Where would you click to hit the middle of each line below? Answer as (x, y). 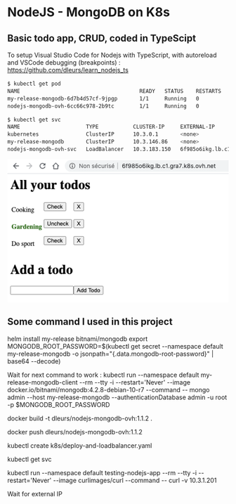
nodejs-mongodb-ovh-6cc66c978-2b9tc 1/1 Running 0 (103, 106)
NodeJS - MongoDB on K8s (89, 12)
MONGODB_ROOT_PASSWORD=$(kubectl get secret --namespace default (115, 346)
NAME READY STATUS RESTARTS (114, 91)
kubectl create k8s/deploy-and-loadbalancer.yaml (80, 445)
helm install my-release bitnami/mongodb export (78, 339)
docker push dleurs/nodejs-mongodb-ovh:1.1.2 (75, 432)
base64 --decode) (34, 361)
